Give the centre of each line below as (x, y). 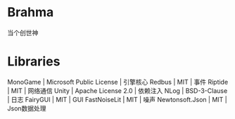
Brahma (31, 12)
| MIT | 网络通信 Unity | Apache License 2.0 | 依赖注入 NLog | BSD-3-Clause (118, 90)
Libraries (34, 62)
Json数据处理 (27, 108)
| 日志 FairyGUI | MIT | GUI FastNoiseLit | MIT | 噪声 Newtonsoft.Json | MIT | (117, 99)
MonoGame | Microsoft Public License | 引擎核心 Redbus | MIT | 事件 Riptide (118, 82)
